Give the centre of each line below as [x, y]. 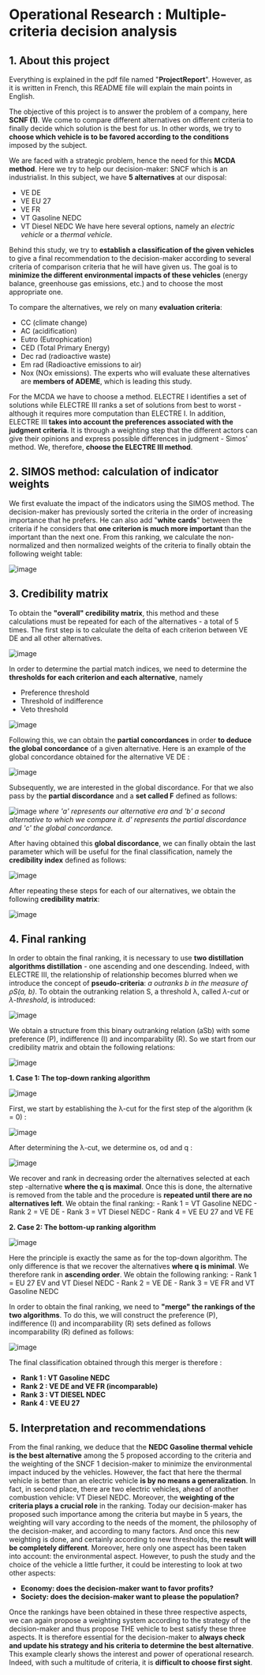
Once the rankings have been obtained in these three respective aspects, [128, 1612]
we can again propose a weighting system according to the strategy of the [130, 1620]
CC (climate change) [54, 323]
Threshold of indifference [62, 700]
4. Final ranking [48, 939]
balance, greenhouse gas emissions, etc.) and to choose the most [116, 283]
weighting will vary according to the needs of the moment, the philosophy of [133, 1522]
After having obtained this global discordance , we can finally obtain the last [132, 843]
